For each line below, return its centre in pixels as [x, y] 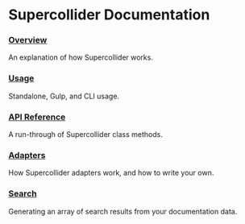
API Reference [37, 117]
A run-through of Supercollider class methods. [85, 135]
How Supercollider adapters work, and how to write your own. [111, 173]
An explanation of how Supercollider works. [81, 57]
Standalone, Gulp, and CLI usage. [64, 96]
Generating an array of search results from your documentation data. [123, 211]
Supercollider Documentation [109, 15]
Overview [28, 40]
